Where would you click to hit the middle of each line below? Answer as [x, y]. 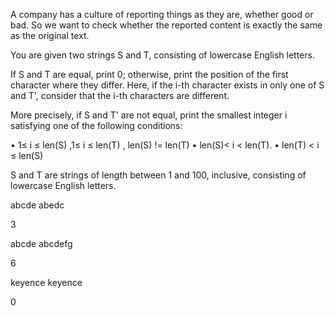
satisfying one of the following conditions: [96, 125]
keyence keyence [46, 282]
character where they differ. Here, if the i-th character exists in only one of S [167, 85]
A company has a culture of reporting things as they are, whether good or [162, 14]
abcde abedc [37, 205]
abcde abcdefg [41, 243]
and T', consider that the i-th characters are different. [120, 95]
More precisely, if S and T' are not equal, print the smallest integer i [149, 115]
